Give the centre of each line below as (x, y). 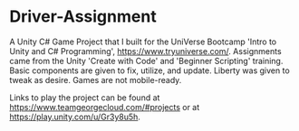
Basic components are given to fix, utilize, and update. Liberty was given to (149, 70)
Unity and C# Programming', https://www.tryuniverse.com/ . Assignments (146, 51)
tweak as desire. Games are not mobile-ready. (96, 80)
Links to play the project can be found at (85, 98)
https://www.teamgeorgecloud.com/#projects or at (105, 107)
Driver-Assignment (83, 17)
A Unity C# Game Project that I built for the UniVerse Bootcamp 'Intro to (143, 42)
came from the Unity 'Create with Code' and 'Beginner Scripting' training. (146, 61)
